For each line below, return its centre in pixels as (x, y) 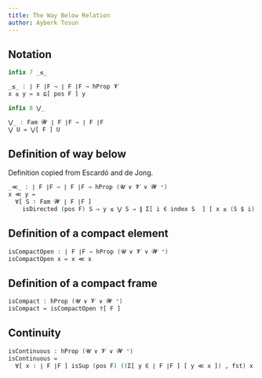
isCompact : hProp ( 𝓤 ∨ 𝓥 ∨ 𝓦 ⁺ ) (65, 302)
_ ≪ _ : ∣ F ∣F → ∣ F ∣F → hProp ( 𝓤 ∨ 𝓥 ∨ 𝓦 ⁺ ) (88, 187)
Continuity (35, 333)
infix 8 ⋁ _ (27, 108)
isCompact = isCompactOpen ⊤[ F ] (65, 309)
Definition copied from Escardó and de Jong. (81, 173)
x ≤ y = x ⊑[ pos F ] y (47, 94)
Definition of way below (67, 154)
